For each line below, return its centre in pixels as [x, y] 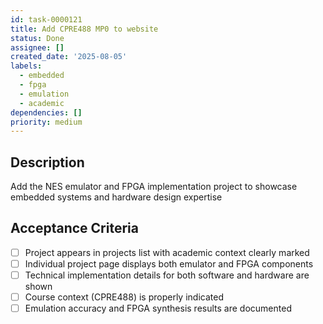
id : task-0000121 [46, 19]
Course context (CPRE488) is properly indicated [124, 297]
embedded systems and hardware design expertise [116, 197]
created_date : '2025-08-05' [69, 57]
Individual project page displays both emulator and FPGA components [169, 263]
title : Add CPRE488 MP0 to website [84, 29]
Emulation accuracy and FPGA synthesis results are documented [158, 308]
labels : [26, 66]
